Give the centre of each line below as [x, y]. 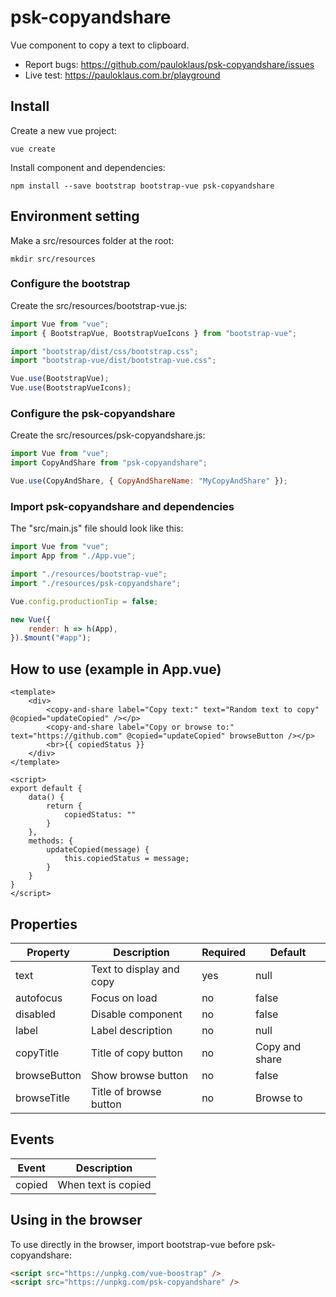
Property [48, 952]
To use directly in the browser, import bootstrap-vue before [132, 1244]
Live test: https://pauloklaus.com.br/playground [122, 75]
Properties [44, 924]
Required [224, 952]
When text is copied [104, 1184]
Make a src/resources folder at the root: [92, 240]
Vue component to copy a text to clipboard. [100, 45]
